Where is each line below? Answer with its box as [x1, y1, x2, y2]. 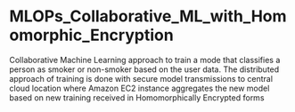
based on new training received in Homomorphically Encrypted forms [9, 92, 265, 103]
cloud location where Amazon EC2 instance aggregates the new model [9, 83, 270, 93]
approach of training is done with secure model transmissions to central [9, 73, 274, 84]
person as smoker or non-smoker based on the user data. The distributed [9, 64, 280, 75]
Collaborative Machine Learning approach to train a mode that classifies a [9, 54, 281, 65]
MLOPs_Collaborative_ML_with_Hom [9, 6, 287, 27]
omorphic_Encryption [9, 25, 174, 45]
